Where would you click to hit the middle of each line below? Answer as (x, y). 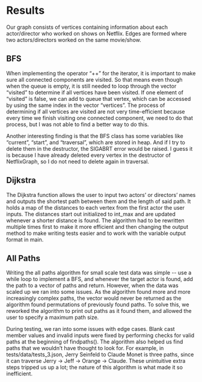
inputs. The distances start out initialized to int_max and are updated (91, 214)
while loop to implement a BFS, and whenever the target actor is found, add (100, 279)
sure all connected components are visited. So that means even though (94, 79)
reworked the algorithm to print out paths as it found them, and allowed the (99, 311)
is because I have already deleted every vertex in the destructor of (89, 155)
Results (26, 11)
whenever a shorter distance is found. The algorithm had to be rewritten (95, 220)
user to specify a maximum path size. (53, 317)
